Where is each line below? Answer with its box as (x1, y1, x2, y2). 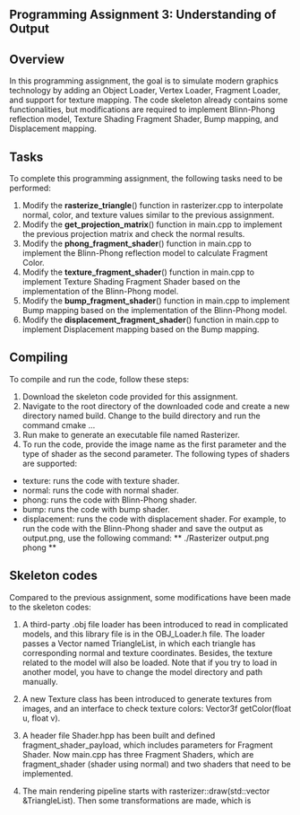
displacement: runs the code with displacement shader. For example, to (21, 513, 287, 524)
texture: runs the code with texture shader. (21, 475, 180, 486)
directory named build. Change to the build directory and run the (21, 410, 261, 421)
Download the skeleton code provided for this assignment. (21, 390, 238, 402)
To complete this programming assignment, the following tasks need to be (9, 173, 283, 184)
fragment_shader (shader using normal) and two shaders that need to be (21, 758, 291, 769)
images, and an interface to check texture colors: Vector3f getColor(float (21, 703, 292, 714)
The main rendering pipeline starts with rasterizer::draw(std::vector (21, 785, 270, 796)
